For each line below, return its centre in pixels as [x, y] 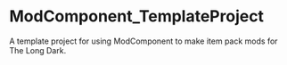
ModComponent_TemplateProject [137, 16]
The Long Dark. [38, 50]
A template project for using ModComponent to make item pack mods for [143, 41]
